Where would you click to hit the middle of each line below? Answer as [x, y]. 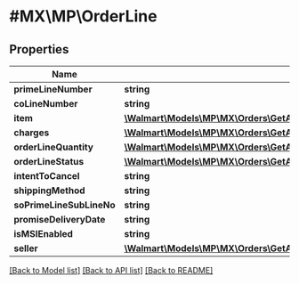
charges [32, 133]
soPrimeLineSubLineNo [65, 205]
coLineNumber [46, 104]
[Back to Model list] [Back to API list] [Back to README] [111, 270]
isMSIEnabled [44, 234]
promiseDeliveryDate [60, 219]
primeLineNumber [53, 89]
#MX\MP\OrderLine [83, 16]
